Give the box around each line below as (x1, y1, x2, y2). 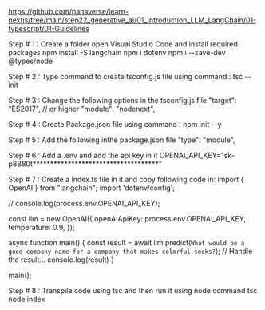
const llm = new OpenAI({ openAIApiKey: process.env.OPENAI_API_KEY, (8, 214, 246, 223)
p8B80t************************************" (8, 159, 162, 169)
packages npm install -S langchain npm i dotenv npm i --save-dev (8, 48, 226, 57)
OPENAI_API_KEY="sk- (159, 151, 235, 160)
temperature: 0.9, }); (8, 223, 75, 232)
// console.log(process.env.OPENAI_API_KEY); (8, 199, 160, 208)
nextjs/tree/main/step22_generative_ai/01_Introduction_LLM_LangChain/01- (8, 15, 257, 25)
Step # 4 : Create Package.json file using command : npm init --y (8, 120, 222, 129)
